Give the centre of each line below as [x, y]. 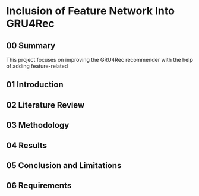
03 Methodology [38, 125]
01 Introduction [35, 85]
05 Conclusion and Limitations [64, 165]
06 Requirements [39, 186]
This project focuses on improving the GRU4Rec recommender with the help [99, 60]
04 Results [27, 145]
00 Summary [31, 45]
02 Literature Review [45, 105]
